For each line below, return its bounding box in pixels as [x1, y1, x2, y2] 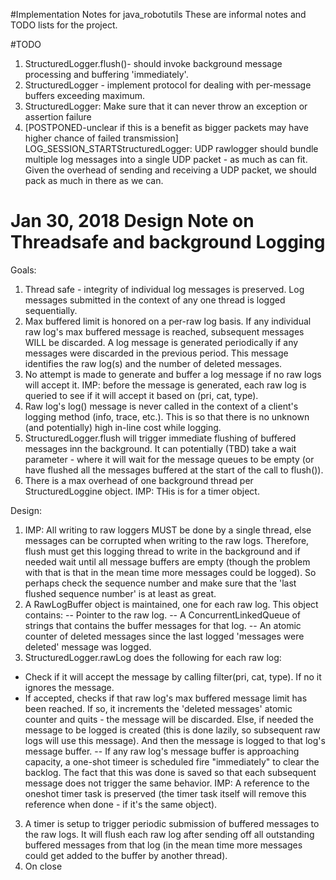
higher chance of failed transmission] [24, 132, 179, 144]
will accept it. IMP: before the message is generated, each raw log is [24, 379, 307, 391]
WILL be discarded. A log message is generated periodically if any [24, 336, 299, 348]
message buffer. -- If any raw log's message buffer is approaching [24, 745, 300, 757]
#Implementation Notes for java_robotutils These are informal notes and [10, 9, 307, 20]
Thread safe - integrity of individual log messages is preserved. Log [24, 283, 305, 295]
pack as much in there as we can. [24, 175, 164, 186]
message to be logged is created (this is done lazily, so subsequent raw [24, 724, 321, 736]
